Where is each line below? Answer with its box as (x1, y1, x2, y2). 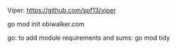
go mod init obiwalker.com (7, 20, 85, 28)
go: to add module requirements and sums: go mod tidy (7, 33, 171, 42)
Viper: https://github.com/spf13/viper (7, 6, 116, 14)
